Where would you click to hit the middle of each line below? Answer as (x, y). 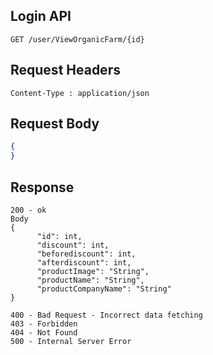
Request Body (55, 124)
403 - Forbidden (44, 324)
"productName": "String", (90, 280)
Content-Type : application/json (80, 93)
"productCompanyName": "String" (104, 289)
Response (42, 187)
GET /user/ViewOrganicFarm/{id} (77, 39)
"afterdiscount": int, (84, 263)
